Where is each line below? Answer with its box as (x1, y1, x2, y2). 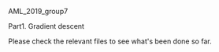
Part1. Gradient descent (8, 22, 85, 30)
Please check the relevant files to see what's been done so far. (8, 36, 212, 46)
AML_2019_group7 (8, 7, 69, 16)
